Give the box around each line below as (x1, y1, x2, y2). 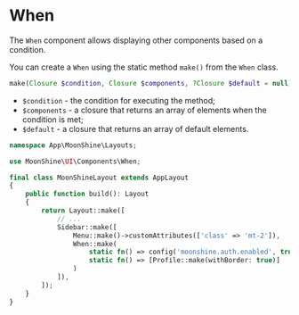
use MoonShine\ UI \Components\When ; (9, 157, 141, 166)
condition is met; (21, 113, 84, 125)
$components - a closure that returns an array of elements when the (21, 104, 267, 115)
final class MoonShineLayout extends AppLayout (9, 173, 190, 182)
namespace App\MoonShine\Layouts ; (9, 140, 138, 150)
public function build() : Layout (25, 189, 149, 199)
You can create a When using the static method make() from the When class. (9, 62, 279, 72)
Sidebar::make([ (56, 222, 117, 232)
